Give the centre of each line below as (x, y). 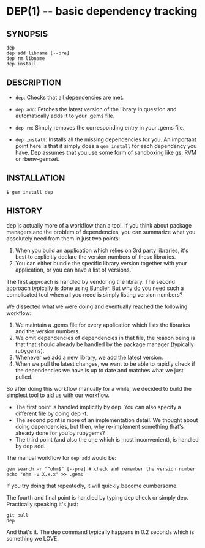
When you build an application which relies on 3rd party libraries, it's (102, 250)
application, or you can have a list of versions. (73, 270)
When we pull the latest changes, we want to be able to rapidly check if (105, 364)
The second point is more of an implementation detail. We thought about (106, 420)
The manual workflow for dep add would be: (61, 458)
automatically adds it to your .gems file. (65, 116)
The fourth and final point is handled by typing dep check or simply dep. (97, 498)
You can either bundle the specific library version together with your (101, 264)
